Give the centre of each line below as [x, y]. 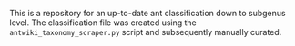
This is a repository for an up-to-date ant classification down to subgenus [147, 13]
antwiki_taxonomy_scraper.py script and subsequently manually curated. [146, 32]
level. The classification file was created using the [103, 23]
